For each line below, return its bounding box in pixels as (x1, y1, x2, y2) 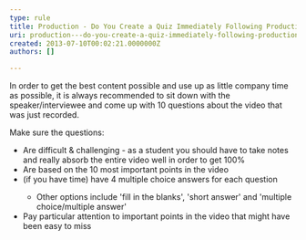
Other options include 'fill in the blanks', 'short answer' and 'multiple (36, 192, 292, 203)
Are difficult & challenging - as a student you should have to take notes (22, 145, 289, 156)
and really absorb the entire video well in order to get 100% (22, 154, 246, 165)
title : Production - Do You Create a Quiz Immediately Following (9, 22, 262, 31)
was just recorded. (9, 110, 80, 120)
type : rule (9, 13, 51, 23)
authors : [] (9, 47, 55, 57)
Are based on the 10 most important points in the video (22, 164, 229, 175)
